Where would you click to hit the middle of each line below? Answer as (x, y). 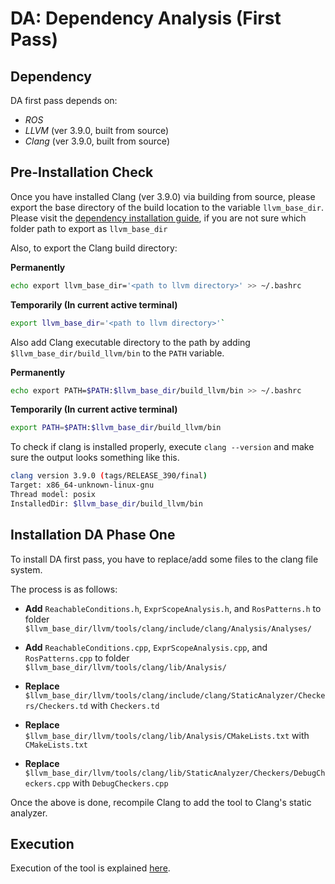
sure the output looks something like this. (95, 458)
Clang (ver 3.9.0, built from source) (97, 141)
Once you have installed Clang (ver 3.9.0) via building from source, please (163, 196)
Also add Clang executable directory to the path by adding (130, 342)
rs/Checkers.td (56, 706)
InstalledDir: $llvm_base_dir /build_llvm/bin (106, 503)
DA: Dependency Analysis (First (146, 18)
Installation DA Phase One (93, 535)
